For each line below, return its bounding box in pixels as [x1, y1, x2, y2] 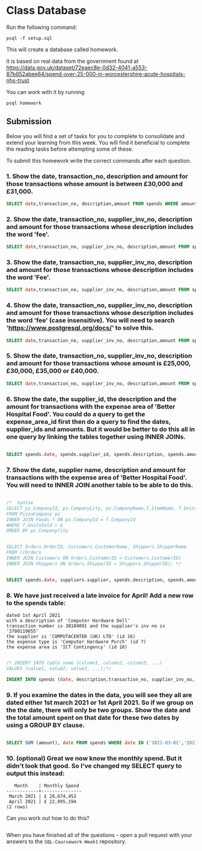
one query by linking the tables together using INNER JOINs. [6, 432, 186, 441]
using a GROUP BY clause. [6, 721, 85, 729]
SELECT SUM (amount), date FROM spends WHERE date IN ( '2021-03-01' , [6, 739, 185, 745]
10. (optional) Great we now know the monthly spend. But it [6, 754, 182, 762]
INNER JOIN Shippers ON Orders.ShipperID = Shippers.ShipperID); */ [6, 560, 182, 567]
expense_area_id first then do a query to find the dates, [6, 417, 171, 426]
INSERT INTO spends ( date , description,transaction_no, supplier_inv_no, [6, 676, 195, 682]
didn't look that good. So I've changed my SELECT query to [6, 761, 182, 770]
